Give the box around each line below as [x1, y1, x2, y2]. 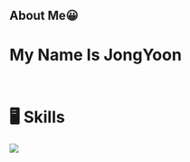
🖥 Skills [9, 107, 65, 127]
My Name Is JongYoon [9, 44, 183, 65]
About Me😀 [9, 8, 79, 24]
